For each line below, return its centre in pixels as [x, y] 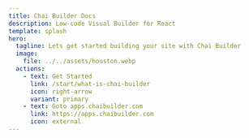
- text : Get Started [58, 76]
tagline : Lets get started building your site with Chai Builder [129, 46]
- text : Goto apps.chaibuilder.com [83, 106]
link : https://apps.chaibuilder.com [92, 114]
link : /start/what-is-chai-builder [90, 84]
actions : [30, 69]
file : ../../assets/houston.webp [79, 62]
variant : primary [59, 99]
